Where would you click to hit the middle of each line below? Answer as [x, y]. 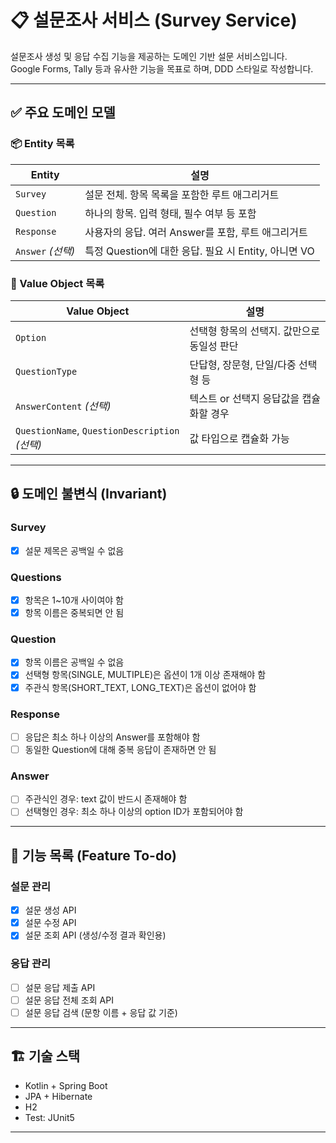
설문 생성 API [50, 910]
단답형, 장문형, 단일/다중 [243, 364]
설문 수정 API [50, 923]
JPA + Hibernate [58, 1096]
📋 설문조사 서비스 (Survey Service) [154, 20]
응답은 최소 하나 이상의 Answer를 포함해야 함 [112, 737]
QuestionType [46, 371]
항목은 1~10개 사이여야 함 [74, 600]
